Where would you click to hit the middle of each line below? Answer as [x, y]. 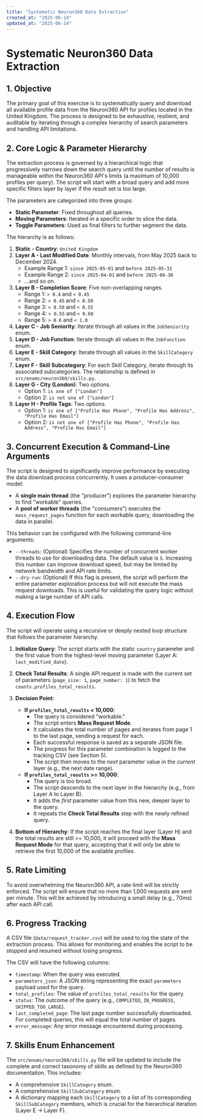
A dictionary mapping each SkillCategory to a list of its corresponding [103, 1097]
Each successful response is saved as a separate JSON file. [108, 742]
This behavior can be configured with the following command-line [89, 533]
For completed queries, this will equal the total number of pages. [96, 1020]
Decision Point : [35, 698]
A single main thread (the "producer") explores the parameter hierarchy [105, 496]
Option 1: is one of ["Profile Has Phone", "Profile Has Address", [109, 411]
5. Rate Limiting [36, 870]
